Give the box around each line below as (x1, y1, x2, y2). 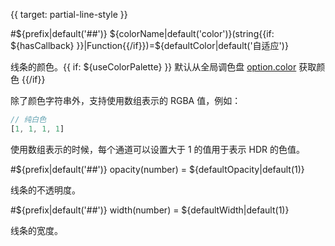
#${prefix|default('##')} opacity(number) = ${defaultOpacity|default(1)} (10, 163, 305, 175)
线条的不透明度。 (10, 184, 81, 196)
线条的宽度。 (10, 224, 63, 236)
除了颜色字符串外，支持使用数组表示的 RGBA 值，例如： (10, 95, 242, 106)
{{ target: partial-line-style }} (10, 9, 128, 20)
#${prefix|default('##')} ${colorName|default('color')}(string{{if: (10, 28, 275, 39)
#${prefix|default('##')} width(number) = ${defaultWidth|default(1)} (10, 204, 290, 216)
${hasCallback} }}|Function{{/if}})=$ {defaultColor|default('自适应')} (10, 40, 289, 51)
